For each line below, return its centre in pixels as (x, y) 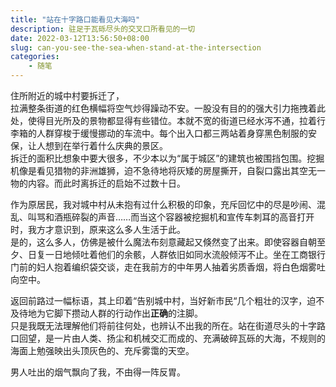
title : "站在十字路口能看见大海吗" (75, 19)
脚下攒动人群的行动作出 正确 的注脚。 (128, 313)
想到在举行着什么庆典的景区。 (106, 145)
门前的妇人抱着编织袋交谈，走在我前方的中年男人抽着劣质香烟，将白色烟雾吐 (168, 267)
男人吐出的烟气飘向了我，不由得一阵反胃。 (98, 372)
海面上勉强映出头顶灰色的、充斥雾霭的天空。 (102, 350)
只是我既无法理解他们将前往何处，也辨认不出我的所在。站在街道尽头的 (155, 325)
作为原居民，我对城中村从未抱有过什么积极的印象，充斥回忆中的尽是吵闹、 (163, 204)
